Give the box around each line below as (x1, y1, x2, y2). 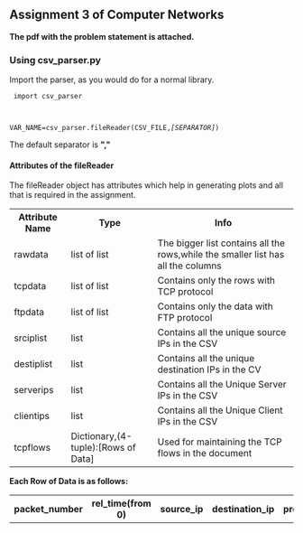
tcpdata (14, 280, 47, 293)
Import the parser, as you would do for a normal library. (9, 74, 215, 85)
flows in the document (157, 447, 252, 460)
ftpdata (14, 306, 45, 319)
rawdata (14, 248, 49, 261)
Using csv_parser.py (9, 53, 102, 66)
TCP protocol (157, 285, 214, 298)
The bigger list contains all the (157, 237, 286, 249)
